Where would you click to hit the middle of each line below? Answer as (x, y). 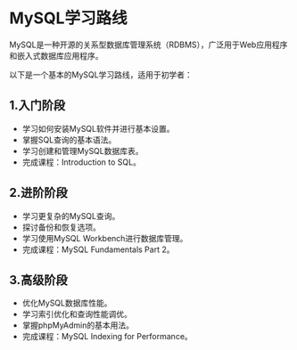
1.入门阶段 (37, 106)
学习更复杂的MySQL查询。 (71, 216)
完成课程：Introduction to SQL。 (81, 162)
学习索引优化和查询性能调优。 (77, 314)
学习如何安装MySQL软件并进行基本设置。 (98, 128)
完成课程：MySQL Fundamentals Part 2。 (98, 249)
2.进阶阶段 (39, 193)
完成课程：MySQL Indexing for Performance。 (107, 337)
